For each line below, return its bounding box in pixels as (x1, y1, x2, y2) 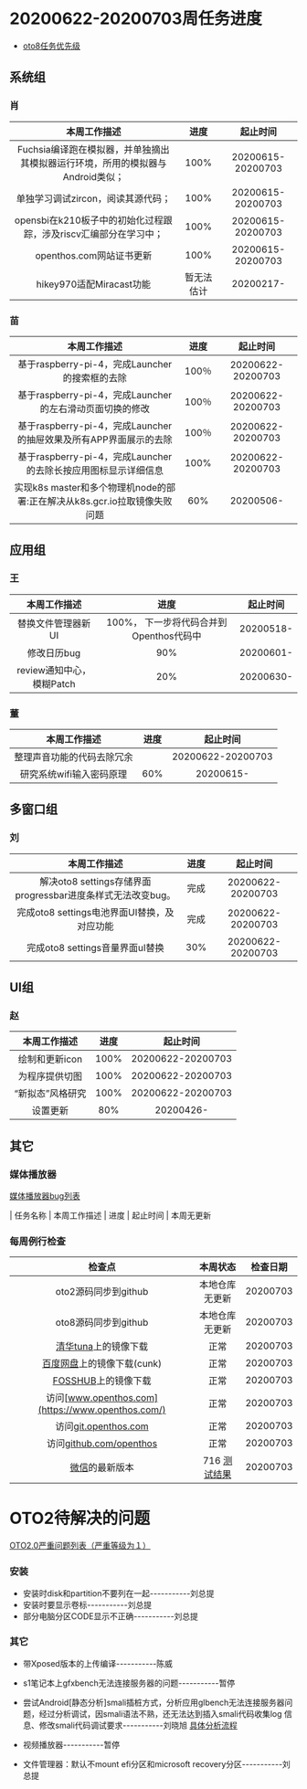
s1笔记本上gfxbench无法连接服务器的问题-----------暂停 (22, 1678, 236, 1688)
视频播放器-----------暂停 (22, 1739, 121, 1750)
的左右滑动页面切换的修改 (39, 402, 151, 415)
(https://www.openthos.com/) (37, 1403, 166, 1416)
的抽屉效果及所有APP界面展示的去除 (16, 433, 174, 446)
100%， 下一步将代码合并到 (106, 616, 228, 629)
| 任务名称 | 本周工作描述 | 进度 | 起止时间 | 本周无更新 (9, 1210, 212, 1221)
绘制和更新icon (17, 1053, 83, 1065)
